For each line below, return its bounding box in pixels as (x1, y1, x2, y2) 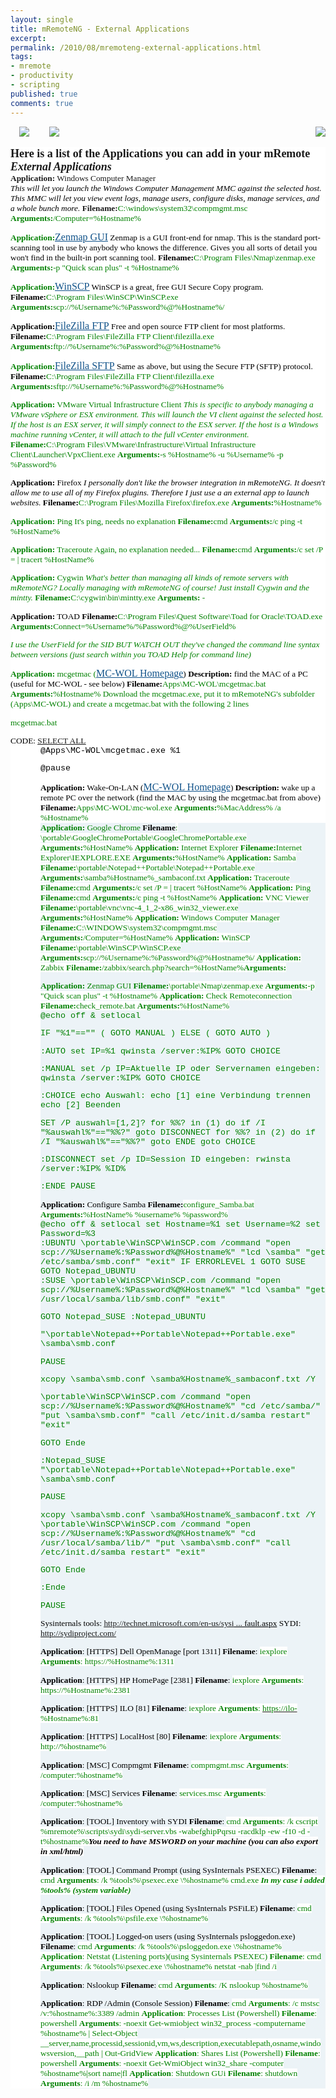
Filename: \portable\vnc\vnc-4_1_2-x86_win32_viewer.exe (40, 902, 239, 913)
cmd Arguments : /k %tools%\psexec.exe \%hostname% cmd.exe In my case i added (40, 1874, 325, 1885)
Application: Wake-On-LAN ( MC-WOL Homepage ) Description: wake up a (40, 781, 316, 793)
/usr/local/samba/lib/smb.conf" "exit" (40, 1294, 226, 1305)
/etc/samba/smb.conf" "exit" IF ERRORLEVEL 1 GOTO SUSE (40, 1256, 306, 1267)
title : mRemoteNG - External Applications (10, 24, 190, 34)
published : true (10, 89, 78, 99)
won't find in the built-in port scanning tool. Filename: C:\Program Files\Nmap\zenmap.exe (10, 252, 316, 263)
